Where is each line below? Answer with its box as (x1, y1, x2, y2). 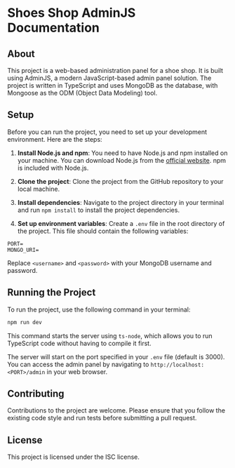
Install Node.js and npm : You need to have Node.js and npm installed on (17, 149, 228, 157)
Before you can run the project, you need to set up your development (7, 128, 208, 136)
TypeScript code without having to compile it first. (7, 339, 152, 347)
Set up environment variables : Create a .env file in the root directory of (17, 219, 225, 227)
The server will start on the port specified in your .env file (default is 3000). (7, 352, 225, 361)
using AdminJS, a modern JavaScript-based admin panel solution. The (7, 74, 212, 82)
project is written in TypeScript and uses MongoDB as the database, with (7, 81, 218, 89)
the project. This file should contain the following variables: (17, 227, 189, 235)
